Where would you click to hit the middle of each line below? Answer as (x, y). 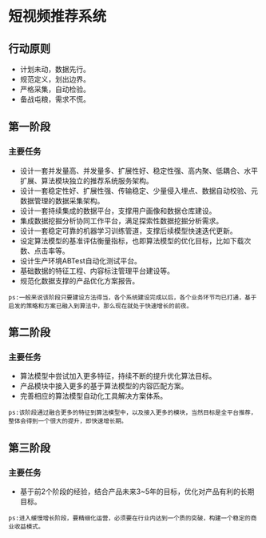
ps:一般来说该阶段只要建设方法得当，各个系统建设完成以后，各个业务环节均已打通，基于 (133, 297)
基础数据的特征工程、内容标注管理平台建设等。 (97, 271)
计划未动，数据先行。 (55, 69)
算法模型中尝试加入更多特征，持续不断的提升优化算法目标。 (118, 376)
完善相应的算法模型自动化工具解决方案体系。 (93, 396)
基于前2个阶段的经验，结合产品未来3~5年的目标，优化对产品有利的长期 (137, 492)
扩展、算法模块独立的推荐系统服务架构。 (86, 180)
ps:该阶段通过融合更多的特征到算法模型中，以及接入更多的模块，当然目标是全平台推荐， (133, 413)
